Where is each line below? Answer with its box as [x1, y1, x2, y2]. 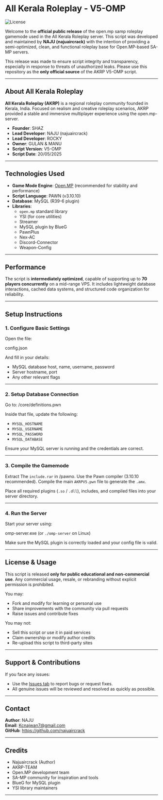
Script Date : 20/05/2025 [12, 151, 62, 157]
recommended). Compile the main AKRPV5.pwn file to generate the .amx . [5, 478, 147, 484]
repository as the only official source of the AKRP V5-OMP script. [5, 68, 137, 74]
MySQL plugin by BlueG [19, 224, 67, 230]
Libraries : [12, 203, 32, 209]
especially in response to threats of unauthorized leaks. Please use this [5, 64, 147, 69]
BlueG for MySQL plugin [12, 780, 61, 786]
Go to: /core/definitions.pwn [5, 402, 62, 408]
